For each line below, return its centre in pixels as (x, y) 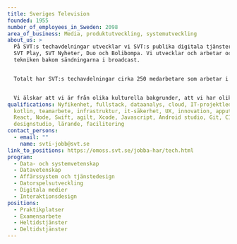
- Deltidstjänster (41, 230)
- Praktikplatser (39, 209)
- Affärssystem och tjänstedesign (64, 177)
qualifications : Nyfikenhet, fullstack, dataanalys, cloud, (98, 104)
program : (20, 157)
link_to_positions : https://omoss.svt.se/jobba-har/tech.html (101, 150)
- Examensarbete (37, 216)
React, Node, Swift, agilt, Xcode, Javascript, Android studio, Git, (118, 117)
